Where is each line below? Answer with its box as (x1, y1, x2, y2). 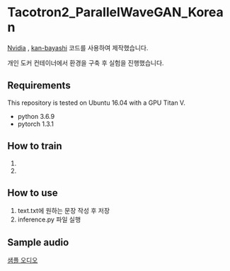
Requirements (7, 79, 71, 92)
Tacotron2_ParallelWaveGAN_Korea (7, 4, 224, 21)
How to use (7, 187, 58, 199)
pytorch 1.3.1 (17, 120, 54, 128)
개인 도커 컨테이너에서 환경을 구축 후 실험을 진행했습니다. (7, 58, 164, 67)
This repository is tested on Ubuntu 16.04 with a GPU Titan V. (7, 98, 185, 107)
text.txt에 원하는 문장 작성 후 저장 (17, 207, 110, 215)
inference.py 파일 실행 (17, 215, 81, 224)
